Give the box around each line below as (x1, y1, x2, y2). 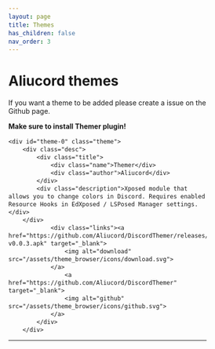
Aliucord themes (8, 72, 119, 90)
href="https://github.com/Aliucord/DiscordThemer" (8, 279, 177, 287)
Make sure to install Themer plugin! (8, 122, 126, 131)
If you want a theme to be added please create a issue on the (8, 98, 206, 107)
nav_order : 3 (8, 38, 51, 45)
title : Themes (8, 20, 55, 29)
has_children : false (8, 29, 76, 37)
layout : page (8, 13, 51, 20)
